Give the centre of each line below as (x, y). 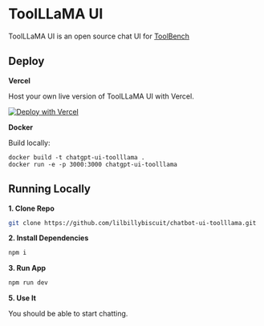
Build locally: (29, 143)
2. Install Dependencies (49, 238)
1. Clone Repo (31, 208)
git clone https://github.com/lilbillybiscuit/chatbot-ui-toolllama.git (132, 223)
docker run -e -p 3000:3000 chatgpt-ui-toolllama (93, 164)
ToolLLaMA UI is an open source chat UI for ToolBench (99, 36)
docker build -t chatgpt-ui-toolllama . (77, 157)
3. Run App (27, 268)
